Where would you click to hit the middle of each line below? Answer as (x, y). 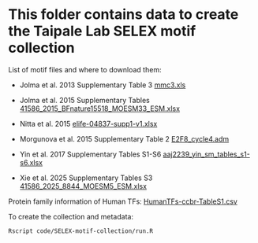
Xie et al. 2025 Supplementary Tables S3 (86, 178)
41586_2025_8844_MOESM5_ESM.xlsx (83, 186)
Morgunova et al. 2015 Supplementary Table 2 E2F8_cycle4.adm (124, 138)
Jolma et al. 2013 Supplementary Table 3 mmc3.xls (103, 85)
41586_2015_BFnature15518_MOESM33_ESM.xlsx (99, 109)
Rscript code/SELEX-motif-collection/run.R (81, 231)
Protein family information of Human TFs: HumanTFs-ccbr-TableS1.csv (123, 201)
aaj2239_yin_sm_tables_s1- (206, 154)
